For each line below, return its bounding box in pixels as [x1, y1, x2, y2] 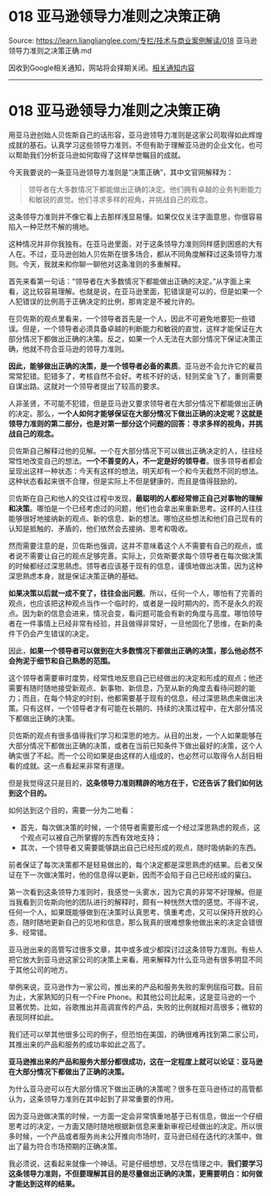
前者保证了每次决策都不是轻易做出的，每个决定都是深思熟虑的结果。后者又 [8, 859, 256, 869]
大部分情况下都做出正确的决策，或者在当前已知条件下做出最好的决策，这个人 [8, 741, 263, 750]
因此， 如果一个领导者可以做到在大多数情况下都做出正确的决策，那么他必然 [8, 645, 256, 655]
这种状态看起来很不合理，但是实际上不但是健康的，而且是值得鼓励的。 [8, 476, 242, 485]
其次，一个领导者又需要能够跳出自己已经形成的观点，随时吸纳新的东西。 [19, 842, 261, 852]
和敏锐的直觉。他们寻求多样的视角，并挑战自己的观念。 [27, 195, 212, 204]
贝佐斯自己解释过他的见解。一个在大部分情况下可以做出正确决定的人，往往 [8, 446, 256, 455]
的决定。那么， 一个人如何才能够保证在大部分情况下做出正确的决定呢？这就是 [8, 409, 263, 418]
